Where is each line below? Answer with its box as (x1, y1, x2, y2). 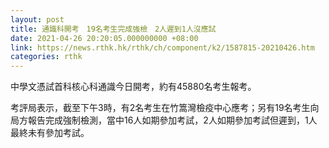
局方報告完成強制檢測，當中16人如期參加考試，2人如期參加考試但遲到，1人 (10, 114, 318, 126)
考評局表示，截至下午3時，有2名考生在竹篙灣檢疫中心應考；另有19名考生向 (10, 102, 320, 114)
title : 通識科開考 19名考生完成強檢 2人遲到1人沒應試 (10, 24, 217, 34)
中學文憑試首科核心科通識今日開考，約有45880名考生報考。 (10, 81, 257, 93)
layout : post (10, 14, 65, 25)
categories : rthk (10, 52, 83, 62)
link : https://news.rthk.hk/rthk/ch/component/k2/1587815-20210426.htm (10, 42, 315, 53)
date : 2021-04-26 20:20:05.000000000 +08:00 (10, 33, 199, 43)
